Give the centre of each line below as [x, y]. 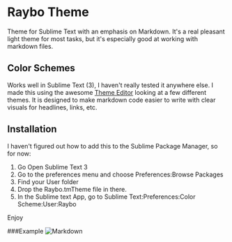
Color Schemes [41, 68]
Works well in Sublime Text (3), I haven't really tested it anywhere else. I [110, 85]
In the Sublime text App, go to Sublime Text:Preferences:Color [106, 197]
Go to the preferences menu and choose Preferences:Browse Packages [120, 174]
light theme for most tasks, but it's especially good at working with [103, 38]
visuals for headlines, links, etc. [52, 107]
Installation [32, 129]
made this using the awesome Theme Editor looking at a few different [107, 92]
